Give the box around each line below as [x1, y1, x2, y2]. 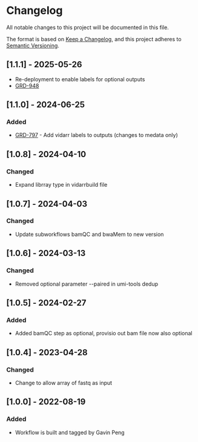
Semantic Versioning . [6, 42, 59, 49]
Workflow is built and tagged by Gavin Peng [15, 429, 125, 436]
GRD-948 [15, 82, 39, 89]
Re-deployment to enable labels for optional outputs [15, 75, 145, 82]
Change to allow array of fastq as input [15, 379, 113, 386]
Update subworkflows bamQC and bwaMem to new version [15, 230, 164, 238]
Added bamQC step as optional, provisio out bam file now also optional [15, 330, 193, 337]
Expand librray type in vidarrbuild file [15, 181, 108, 189]
